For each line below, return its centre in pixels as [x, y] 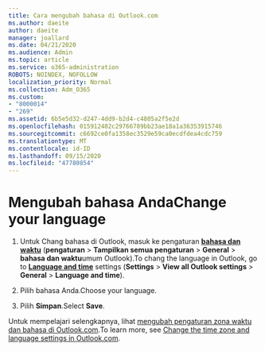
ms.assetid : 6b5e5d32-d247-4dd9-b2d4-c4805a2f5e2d [94, 119]
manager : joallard [39, 38]
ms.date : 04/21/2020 [43, 45]
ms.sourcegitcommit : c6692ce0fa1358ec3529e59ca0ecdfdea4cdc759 [115, 133]
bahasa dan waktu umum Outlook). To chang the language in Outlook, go [138, 258]
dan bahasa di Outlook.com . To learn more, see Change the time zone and [129, 330]
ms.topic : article [39, 60]
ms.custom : [26, 97]
